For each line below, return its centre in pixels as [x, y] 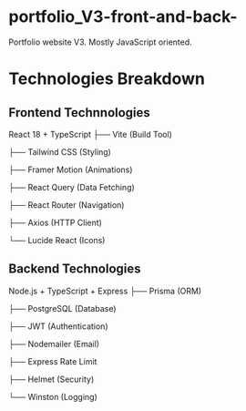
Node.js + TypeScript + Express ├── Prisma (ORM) [105, 291]
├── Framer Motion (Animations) [71, 170]
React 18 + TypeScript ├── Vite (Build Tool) [90, 134]
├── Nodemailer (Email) [54, 344]
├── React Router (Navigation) [67, 205]
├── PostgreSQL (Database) [62, 308]
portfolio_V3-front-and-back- [123, 17]
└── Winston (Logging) [53, 396]
